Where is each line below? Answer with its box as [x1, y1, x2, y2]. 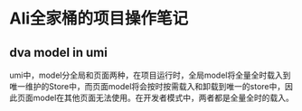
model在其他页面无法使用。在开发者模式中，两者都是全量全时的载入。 [33, 92, 294, 103]
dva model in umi [9, 44, 109, 60]
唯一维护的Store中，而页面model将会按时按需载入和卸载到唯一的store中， [9, 81, 286, 91]
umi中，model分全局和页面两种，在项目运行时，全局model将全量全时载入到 [9, 69, 291, 80]
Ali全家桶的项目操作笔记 [9, 8, 189, 29]
